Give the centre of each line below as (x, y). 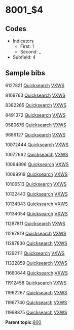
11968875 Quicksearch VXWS (36, 312)
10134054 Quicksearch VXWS (36, 213)
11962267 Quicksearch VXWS (36, 292)
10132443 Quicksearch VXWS (36, 194)
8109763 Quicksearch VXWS (35, 95)
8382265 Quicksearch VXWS (36, 105)
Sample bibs (25, 73)
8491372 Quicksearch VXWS (35, 115)
